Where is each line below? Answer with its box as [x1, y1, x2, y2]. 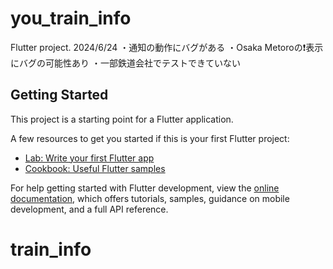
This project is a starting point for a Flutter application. [10, 113, 234, 125]
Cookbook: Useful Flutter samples [24, 162, 166, 174]
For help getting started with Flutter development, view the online [10, 182, 280, 194]
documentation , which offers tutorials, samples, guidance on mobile [10, 192, 290, 204]
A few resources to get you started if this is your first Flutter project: [10, 132, 290, 144]
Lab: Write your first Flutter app [24, 152, 155, 164]
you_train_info [10, 7, 132, 30]
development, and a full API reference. [10, 203, 169, 215]
